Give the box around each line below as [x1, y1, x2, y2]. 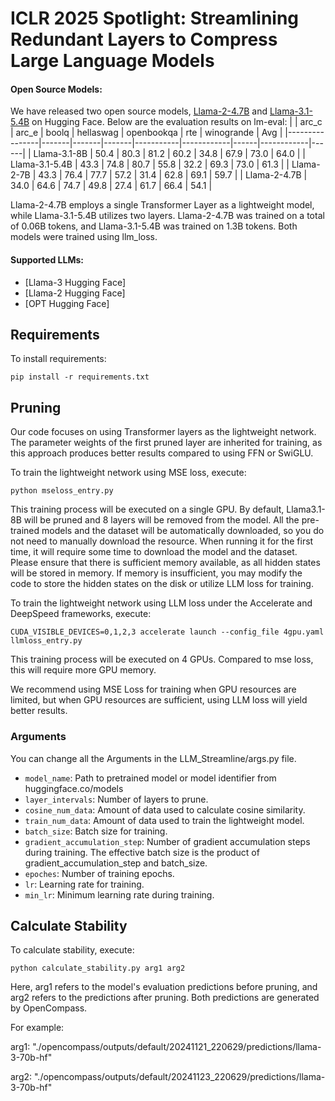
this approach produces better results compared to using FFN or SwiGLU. [10, 447, 314, 459]
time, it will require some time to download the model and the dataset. [10, 546, 298, 558]
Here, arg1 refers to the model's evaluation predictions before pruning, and [10, 981, 318, 993]
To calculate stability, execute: [10, 944, 135, 956]
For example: [10, 1022, 65, 1034]
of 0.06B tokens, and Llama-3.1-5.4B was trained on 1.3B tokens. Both [10, 220, 298, 232]
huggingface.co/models [24, 782, 124, 794]
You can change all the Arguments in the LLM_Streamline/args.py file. [10, 752, 297, 764]
